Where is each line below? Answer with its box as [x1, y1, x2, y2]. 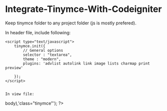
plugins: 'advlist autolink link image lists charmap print [23, 61, 150, 66]
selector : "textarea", [23, 52, 72, 57]
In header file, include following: [5, 29, 71, 35]
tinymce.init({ [14, 43, 46, 48]
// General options [23, 48, 64, 53]
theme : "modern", [23, 56, 61, 62]
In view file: [5, 91, 35, 97]
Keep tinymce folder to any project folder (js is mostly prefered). [5, 20, 137, 26]
